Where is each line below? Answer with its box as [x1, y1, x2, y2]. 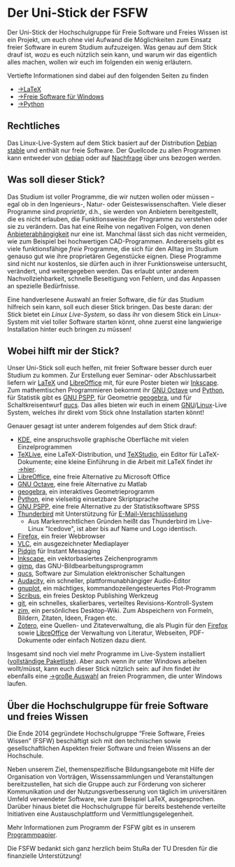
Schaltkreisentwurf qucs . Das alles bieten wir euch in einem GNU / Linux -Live [7, 401, 227, 409]
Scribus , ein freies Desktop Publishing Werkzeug [17, 591, 159, 600]
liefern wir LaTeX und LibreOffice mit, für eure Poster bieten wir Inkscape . [7, 379, 219, 387]
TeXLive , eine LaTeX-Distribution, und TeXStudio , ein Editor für [17, 450, 198, 459]
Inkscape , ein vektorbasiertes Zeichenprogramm [17, 554, 158, 563]
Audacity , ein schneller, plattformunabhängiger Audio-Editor [17, 577, 191, 585]
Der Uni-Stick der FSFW [7, 5, 148, 21]
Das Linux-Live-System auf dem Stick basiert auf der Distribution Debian [7, 139, 218, 147]
